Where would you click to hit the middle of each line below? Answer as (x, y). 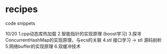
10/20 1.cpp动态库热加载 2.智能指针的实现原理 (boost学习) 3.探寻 (74, 33)
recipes (22, 9)
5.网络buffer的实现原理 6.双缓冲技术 (43, 46)
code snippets (20, 23)
